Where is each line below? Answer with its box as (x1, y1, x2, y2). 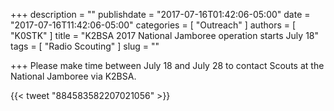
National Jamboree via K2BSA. (10, 70, 137, 82)
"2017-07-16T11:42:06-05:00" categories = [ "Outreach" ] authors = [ (10, 19, 297, 31)
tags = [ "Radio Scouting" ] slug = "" (10, 40, 160, 52)
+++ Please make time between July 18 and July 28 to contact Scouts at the (10, 60, 325, 71)
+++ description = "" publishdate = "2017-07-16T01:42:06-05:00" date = (10, 9, 311, 20)
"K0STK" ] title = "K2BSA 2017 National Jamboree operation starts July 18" (10, 30, 320, 41)
